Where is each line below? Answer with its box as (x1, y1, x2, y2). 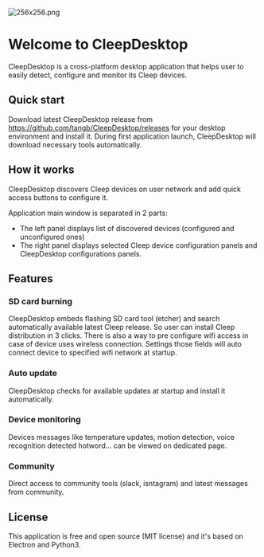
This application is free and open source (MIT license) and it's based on (8, 531, 244, 541)
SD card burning (8, 296, 73, 307)
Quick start (8, 93, 65, 107)
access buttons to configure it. (8, 192, 109, 202)
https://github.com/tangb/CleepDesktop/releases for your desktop (8, 123, 226, 132)
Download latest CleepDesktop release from (8, 114, 153, 124)
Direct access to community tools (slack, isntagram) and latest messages (8, 479, 248, 488)
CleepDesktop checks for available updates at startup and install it (8, 386, 226, 395)
